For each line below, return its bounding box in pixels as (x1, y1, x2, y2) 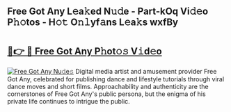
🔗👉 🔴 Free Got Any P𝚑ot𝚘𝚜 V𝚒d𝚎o (7, 45, 162, 57)
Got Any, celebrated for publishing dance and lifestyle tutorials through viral (7, 75, 225, 83)
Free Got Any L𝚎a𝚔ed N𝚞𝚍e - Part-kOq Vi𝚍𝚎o (7, 6, 209, 17)
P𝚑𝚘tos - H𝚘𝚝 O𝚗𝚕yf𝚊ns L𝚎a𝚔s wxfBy (7, 17, 179, 29)
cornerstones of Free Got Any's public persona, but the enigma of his (7, 90, 207, 98)
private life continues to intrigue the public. (7, 97, 130, 105)
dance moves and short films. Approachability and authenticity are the (7, 83, 209, 90)
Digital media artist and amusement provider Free (75, 67, 217, 75)
